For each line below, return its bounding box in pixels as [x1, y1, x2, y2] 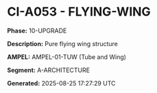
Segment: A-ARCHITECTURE [7, 66, 90, 74]
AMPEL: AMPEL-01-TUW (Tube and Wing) [7, 52, 127, 61]
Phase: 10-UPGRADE [7, 26, 67, 35]
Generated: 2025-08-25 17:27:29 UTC [7, 79, 116, 87]
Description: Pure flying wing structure [7, 39, 119, 48]
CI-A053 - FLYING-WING [7, 4, 151, 20]
